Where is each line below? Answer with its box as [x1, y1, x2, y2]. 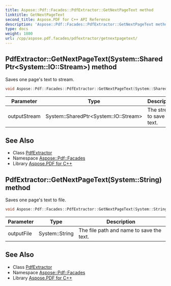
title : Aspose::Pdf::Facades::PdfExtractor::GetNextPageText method [5, 7, 154, 13]
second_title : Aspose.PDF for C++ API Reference [5, 17, 110, 22]
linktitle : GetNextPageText [5, 12, 65, 17]
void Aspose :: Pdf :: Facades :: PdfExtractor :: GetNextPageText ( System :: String [5, 207, 167, 212]
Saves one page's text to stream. [5, 76, 75, 82]
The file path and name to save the [78, 227, 162, 234]
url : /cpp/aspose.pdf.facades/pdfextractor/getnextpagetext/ [5, 36, 138, 41]
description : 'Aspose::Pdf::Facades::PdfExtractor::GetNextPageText [5, 21, 154, 27]
